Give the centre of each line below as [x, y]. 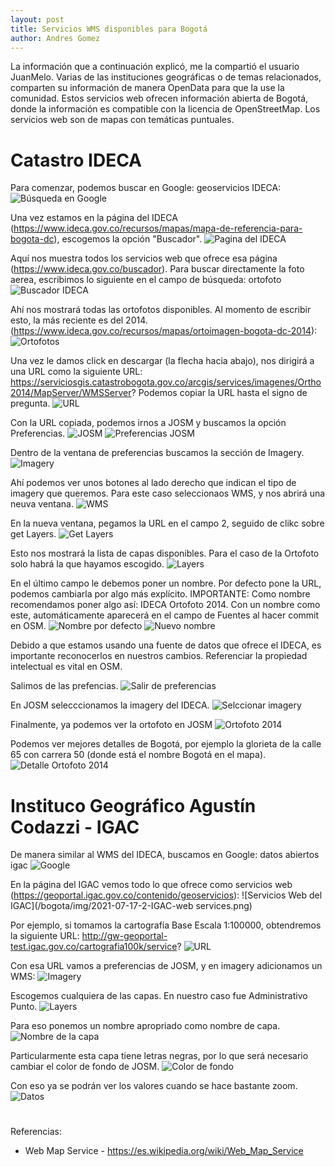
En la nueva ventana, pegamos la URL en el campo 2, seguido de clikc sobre [167, 523]
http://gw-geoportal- [124, 936]
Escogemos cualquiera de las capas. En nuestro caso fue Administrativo [159, 996]
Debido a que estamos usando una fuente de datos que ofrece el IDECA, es [166, 645]
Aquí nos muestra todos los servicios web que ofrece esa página [144, 258]
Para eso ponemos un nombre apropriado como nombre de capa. [145, 1026]
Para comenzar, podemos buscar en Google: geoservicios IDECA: [146, 188]
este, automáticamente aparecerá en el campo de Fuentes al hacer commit [165, 615]
